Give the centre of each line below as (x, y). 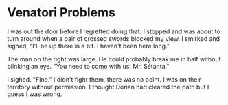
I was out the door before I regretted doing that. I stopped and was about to (114, 31)
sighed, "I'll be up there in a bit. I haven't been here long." (89, 46)
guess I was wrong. (35, 94)
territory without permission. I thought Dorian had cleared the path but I (108, 87)
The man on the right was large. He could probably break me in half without (114, 59)
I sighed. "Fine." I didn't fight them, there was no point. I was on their (104, 79)
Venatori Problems (61, 13)
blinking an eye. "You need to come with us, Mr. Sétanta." (88, 66)
